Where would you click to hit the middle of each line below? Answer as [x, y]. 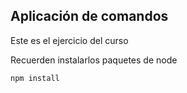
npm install [35, 78]
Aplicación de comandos [89, 16]
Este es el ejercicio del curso [69, 40]
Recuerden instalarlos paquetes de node [94, 60]
